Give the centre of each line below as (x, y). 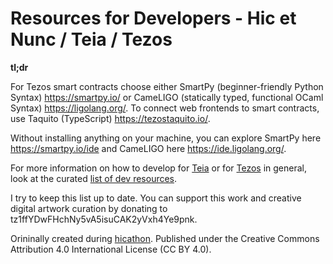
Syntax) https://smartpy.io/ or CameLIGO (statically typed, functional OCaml (167, 97)
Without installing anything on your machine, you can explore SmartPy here (166, 138)
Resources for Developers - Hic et (153, 18)
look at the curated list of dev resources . (94, 178)
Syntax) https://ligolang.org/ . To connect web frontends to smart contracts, (165, 108)
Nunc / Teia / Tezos (91, 39)
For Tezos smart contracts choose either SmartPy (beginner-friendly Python (167, 86)
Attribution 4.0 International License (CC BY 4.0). (111, 249)
